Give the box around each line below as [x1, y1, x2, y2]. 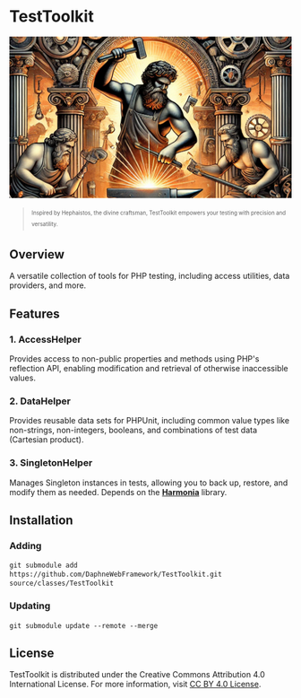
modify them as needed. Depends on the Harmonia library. [9, 486, 228, 497]
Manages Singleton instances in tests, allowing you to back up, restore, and [9, 477, 288, 488]
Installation [9, 512, 73, 528]
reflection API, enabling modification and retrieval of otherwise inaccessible [9, 362, 288, 373]
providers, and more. [9, 280, 87, 291]
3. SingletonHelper [9, 457, 93, 469]
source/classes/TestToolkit [9, 579, 115, 589]
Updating [9, 599, 51, 612]
